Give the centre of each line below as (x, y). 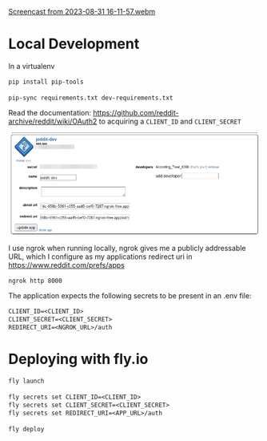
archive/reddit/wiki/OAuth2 (53, 121)
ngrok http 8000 (35, 281)
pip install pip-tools (46, 82)
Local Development (74, 44)
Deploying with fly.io (78, 359)
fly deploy (26, 429)
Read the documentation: (50, 112)
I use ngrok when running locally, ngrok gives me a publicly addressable (127, 248)
